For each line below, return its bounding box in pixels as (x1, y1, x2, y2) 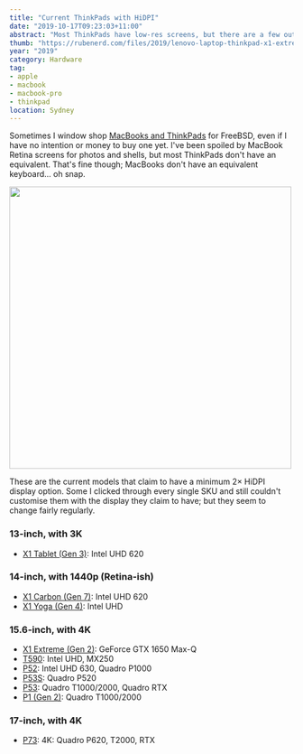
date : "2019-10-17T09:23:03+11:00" (9, 22, 143, 31)
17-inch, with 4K (9, 714, 83, 727)
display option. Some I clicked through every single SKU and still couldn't (9, 486, 281, 497)
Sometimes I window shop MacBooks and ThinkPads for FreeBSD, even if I (9, 130, 287, 141)
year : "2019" (9, 47, 59, 56)
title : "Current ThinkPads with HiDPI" (9, 13, 160, 23)
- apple (9, 72, 39, 81)
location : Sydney (9, 106, 75, 115)
